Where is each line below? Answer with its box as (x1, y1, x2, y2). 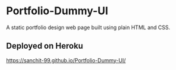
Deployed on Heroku (6, 41, 84, 51)
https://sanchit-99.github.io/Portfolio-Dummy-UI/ (6, 56, 126, 63)
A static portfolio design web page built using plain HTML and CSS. (6, 24, 171, 31)
